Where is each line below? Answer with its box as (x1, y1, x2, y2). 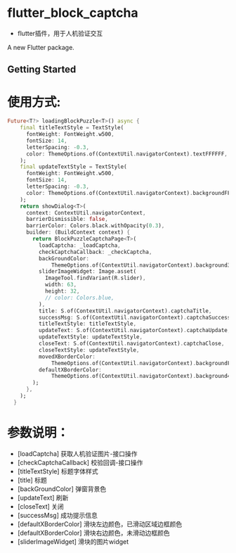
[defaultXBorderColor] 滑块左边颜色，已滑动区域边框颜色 (17, 519, 183, 528)
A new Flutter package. (7, 43, 75, 51)
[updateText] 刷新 (17, 493, 69, 502)
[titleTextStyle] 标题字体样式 (17, 466, 98, 476)
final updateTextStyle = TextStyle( (20, 163, 128, 170)
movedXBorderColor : (38, 353, 96, 360)
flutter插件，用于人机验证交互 (17, 29, 103, 37)
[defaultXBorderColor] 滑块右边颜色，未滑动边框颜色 (17, 528, 170, 537)
